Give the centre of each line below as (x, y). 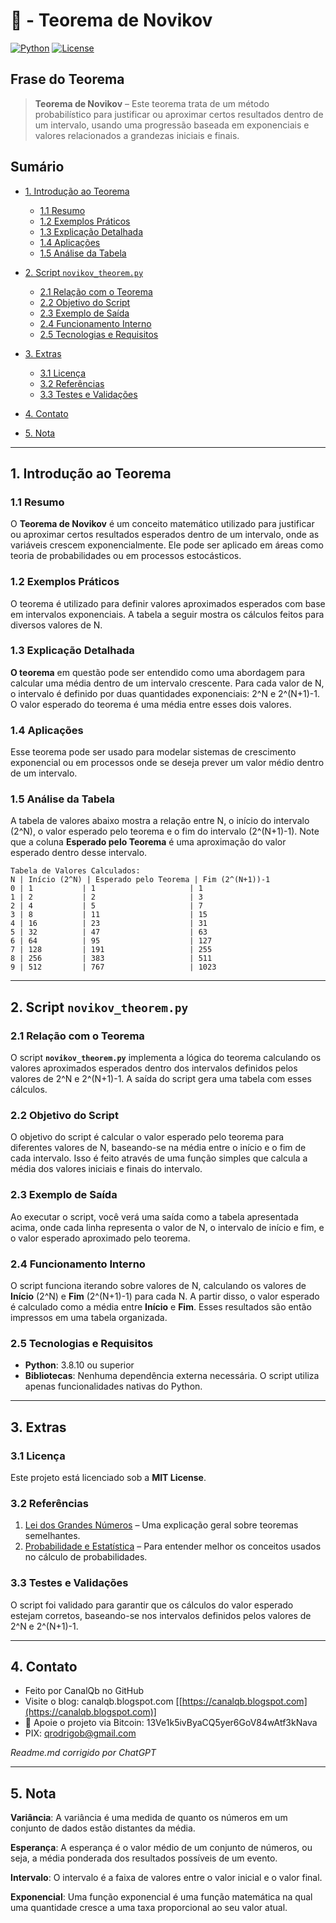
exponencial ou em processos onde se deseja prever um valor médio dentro (167, 763)
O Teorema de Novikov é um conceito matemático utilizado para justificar (162, 524)
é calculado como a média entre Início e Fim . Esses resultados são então (161, 1307)
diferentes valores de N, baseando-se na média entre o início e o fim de (158, 1148)
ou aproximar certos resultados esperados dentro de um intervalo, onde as (165, 535)
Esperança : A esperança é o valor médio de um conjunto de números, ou (161, 1848)
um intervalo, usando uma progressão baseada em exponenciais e (172, 125)
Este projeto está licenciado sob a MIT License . (108, 1477)
